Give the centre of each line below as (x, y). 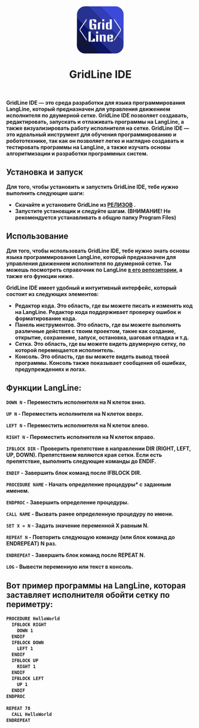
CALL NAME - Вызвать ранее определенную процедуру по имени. (90, 514)
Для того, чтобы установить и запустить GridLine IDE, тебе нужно (92, 187)
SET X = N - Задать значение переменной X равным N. (78, 526)
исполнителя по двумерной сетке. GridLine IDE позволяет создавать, (97, 115)
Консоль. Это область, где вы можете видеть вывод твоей (92, 357)
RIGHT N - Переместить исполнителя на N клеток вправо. (81, 437)
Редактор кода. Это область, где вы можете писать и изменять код (104, 306)
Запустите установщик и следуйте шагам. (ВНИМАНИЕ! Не (93, 211)
